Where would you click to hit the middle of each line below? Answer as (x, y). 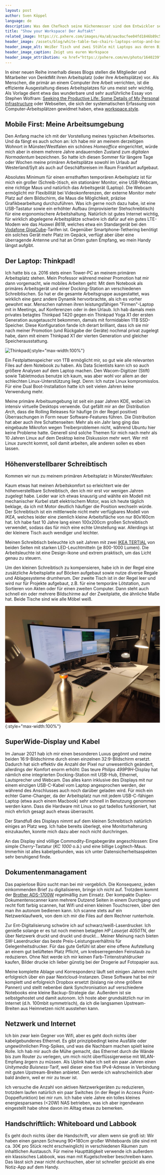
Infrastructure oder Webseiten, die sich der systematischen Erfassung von (80, 103)
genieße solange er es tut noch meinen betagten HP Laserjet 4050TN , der (80, 931)
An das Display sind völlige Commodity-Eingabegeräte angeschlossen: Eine (82, 841)
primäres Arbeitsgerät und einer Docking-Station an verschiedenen (73, 288)
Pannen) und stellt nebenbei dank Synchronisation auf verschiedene (74, 987)
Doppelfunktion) (22, 1098)
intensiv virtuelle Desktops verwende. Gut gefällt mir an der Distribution (77, 406)
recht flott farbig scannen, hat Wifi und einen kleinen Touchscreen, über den (82, 905)
